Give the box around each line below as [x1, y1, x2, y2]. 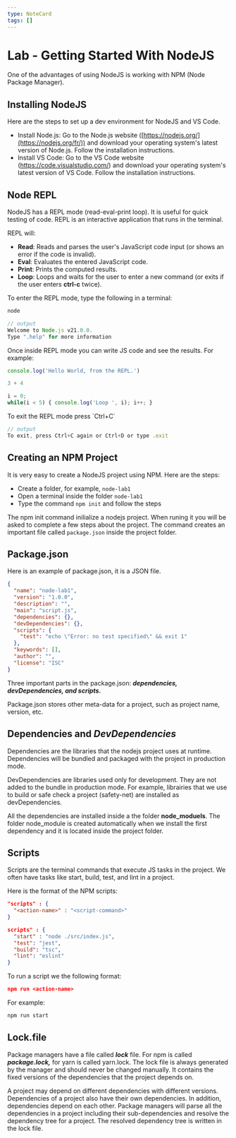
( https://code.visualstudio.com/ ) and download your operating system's [17, 161, 227, 169]
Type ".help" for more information [7, 333, 112, 340]
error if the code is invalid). [17, 250, 97, 258]
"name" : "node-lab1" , [13, 587, 77, 594]
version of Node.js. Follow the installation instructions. [17, 146, 175, 155]
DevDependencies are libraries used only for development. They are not [7, 775, 217, 784]
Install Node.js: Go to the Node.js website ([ [17, 131, 144, 140]
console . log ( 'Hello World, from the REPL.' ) [7, 367, 140, 374]
